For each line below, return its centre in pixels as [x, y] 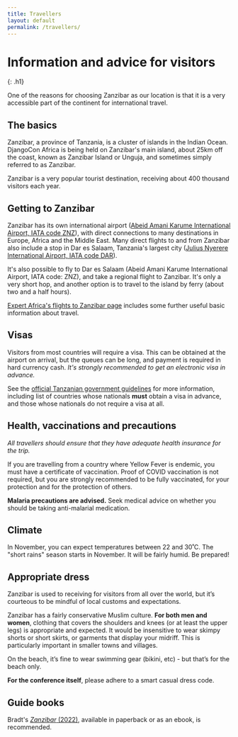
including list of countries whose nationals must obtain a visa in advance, [114, 396]
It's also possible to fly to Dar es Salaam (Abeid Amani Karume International [118, 269]
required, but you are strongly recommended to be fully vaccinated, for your [118, 479]
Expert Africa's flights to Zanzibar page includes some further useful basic [116, 305]
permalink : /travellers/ [44, 27]
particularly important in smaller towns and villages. [83, 646]
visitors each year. [34, 186]
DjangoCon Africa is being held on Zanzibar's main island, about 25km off [115, 150]
